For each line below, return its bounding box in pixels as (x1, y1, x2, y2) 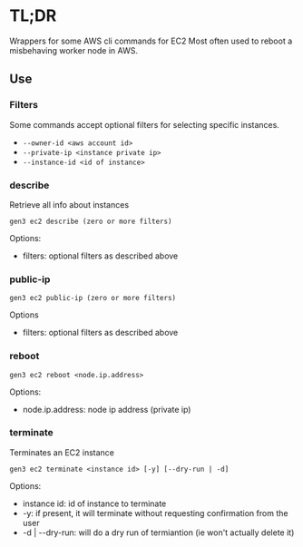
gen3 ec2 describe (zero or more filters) (9, 217, 172, 226)
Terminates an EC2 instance (9, 446, 115, 458)
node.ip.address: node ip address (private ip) (22, 404, 191, 415)
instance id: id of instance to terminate (22, 498, 167, 509)
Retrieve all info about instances (9, 199, 130, 210)
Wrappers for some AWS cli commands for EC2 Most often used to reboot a (9, 35, 293, 46)
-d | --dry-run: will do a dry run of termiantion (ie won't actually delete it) (22, 527, 295, 538)
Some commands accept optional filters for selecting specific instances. (9, 119, 279, 130)
